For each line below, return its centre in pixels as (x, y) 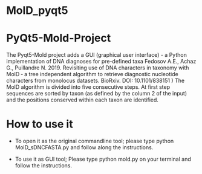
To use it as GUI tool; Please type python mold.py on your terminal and (103, 159)
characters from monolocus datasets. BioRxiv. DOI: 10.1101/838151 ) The (96, 81)
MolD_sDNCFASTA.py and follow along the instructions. (84, 147)
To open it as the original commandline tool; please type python (94, 141)
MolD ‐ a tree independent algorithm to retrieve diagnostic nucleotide (92, 74)
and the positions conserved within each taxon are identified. (83, 100)
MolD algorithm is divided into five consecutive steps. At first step (88, 87)
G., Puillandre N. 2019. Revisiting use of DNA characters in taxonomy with (98, 68)
